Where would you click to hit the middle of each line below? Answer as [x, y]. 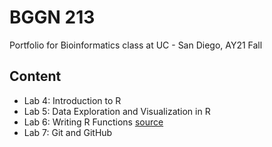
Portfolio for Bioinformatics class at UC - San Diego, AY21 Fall [136, 45]
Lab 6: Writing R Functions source [93, 122]
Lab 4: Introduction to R [72, 100]
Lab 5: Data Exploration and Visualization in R [117, 111]
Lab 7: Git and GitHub [68, 132]
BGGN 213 [52, 17]
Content [35, 76]
